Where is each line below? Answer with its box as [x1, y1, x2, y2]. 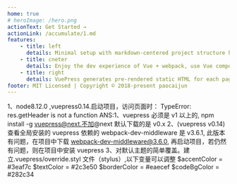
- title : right [20, 69, 65, 76]
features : [7, 37, 37, 44]
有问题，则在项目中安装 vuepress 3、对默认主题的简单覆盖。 [7, 146, 184, 155]
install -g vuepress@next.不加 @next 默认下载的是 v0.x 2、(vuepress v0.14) [7, 120, 226, 129]
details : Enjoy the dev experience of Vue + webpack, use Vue [25, 63, 213, 70]
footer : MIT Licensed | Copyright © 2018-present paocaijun [7, 82, 188, 89]
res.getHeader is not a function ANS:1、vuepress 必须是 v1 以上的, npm [7, 111, 214, 119]
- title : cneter [20, 56, 68, 63]
